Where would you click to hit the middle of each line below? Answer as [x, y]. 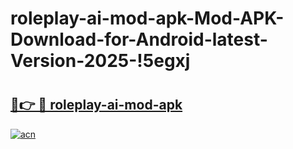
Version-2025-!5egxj [100, 61]
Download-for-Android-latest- [139, 39]
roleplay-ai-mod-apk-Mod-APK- [147, 18]
